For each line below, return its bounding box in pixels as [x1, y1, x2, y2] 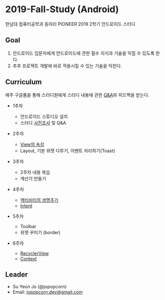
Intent [20, 203, 33, 209]
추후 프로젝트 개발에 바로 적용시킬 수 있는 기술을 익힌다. [12, 62, 122, 69]
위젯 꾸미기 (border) [20, 229, 61, 235]
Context [20, 255, 37, 261]
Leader [5, 270, 28, 279]
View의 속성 [20, 141, 45, 147]
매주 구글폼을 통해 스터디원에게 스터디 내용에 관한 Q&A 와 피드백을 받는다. [5, 92, 150, 98]
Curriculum [5, 78, 42, 87]
